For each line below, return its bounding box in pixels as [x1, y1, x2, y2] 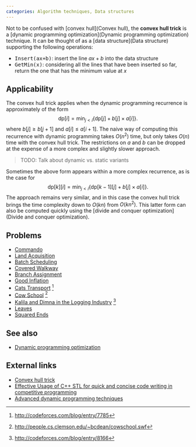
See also [6, 328, 38, 338]
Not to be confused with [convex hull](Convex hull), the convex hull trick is [6, 25, 187, 32]
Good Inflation [14, 277, 49, 284]
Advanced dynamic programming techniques [14, 395, 124, 402]
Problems [6, 230, 42, 240]
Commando [14, 246, 43, 253]
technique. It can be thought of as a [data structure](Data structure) [6, 37, 169, 44]
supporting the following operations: [6, 43, 93, 50]
